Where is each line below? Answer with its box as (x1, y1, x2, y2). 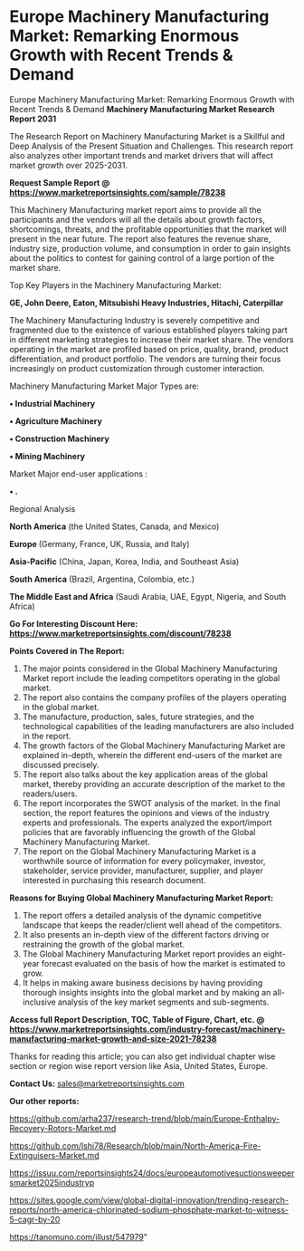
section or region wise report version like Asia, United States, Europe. (9, 1060, 269, 1071)
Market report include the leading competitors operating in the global (22, 672, 280, 683)
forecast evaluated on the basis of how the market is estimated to (41, 957, 286, 968)
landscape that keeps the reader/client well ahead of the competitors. (22, 919, 282, 930)
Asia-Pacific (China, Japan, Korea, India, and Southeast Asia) (9, 555, 240, 567)
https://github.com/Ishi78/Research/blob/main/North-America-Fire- (9, 1140, 261, 1151)
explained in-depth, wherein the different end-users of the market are (22, 749, 282, 760)
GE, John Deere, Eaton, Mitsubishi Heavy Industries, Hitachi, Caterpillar (9, 297, 284, 308)
